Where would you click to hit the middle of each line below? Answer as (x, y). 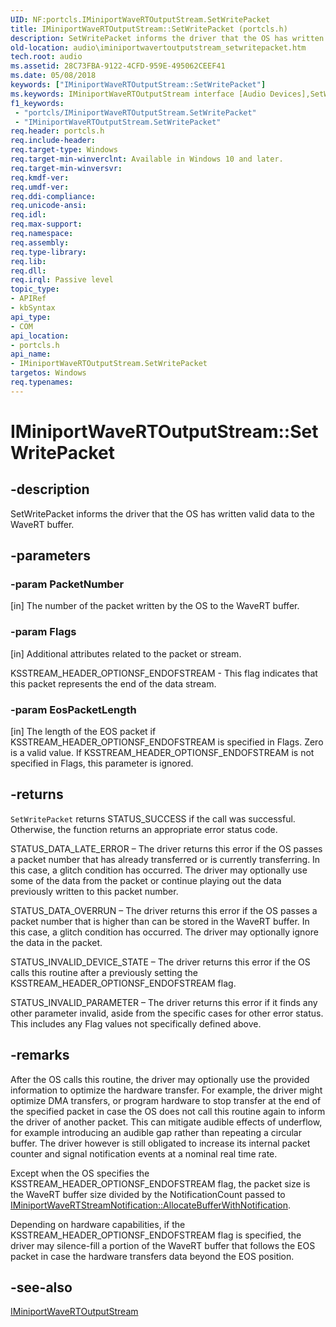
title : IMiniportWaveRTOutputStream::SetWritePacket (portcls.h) (149, 29)
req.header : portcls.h (57, 131)
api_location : (40, 336)
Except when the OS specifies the (80, 1173)
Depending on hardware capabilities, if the (98, 1224)
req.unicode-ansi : (48, 206)
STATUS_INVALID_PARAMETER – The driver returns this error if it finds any (164, 1002)
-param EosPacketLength (73, 709)
